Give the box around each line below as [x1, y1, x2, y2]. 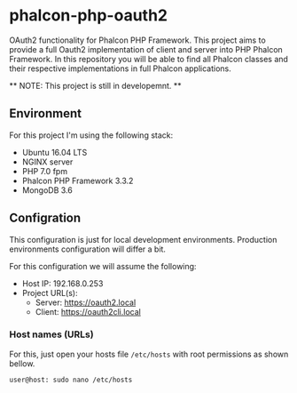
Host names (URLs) [9, 328, 95, 341]
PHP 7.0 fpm [21, 165, 68, 176]
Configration [9, 211, 82, 226]
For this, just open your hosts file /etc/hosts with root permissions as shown [9, 349, 289, 359]
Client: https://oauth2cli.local [35, 306, 142, 317]
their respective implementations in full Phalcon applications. [9, 63, 232, 74]
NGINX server [21, 156, 74, 167]
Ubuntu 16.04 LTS [21, 147, 88, 157]
